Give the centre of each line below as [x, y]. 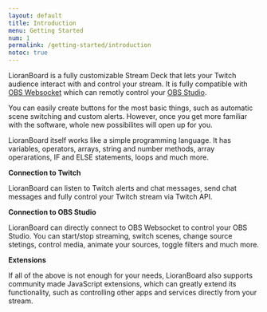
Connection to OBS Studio [53, 212]
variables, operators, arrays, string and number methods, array [112, 149]
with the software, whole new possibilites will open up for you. [110, 125]
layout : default [35, 16]
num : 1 [19, 38]
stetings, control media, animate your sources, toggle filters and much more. [133, 245]
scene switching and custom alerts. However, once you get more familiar [128, 116]
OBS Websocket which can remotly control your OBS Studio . [108, 92]
